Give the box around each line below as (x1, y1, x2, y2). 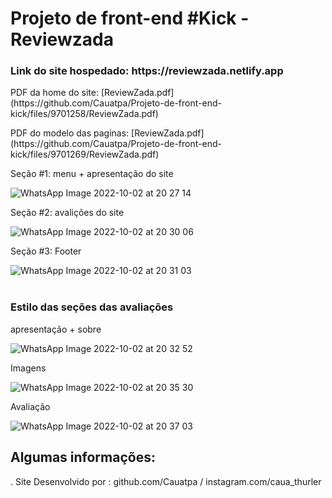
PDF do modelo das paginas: (10, 127, 130, 139)
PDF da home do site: (10, 87, 99, 99)
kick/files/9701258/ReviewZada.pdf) (10, 108, 159, 120)
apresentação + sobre (10, 323, 102, 335)
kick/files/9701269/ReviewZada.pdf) (10, 148, 160, 161)
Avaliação (10, 400, 51, 412)
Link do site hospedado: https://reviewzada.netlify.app (10, 64, 284, 78)
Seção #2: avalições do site (10, 207, 125, 219)
